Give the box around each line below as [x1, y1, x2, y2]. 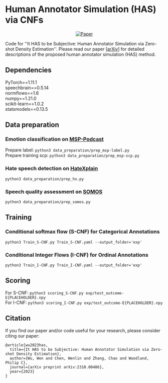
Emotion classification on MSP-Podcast [5, 136, 104, 143]
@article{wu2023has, [5, 342, 49, 348]
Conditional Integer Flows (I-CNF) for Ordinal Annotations [5, 251, 149, 258]
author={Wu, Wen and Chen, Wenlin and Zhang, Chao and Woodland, [10, 356, 149, 361]
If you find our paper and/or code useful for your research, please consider [5, 327, 160, 333]
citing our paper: [5, 333, 40, 339]
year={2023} [10, 369, 35, 374]
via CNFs [5, 14, 44, 26]
